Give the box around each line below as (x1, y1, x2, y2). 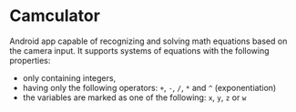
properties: (9, 55, 51, 66)
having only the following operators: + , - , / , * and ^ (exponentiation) (22, 82, 277, 93)
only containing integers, (22, 72, 117, 83)
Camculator (9, 5, 100, 26)
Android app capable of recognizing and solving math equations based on (9, 36, 288, 46)
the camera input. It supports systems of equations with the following (9, 45, 270, 56)
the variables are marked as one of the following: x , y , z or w (22, 92, 247, 103)
